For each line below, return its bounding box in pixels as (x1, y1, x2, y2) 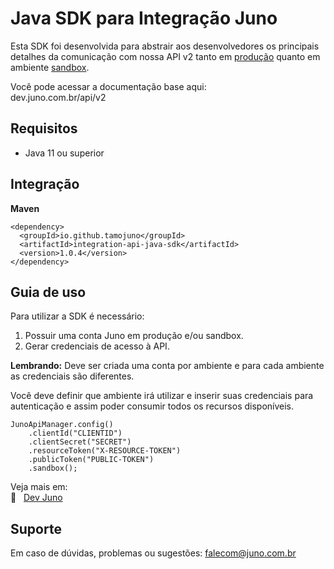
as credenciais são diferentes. (10, 370, 135, 382)
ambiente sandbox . (10, 61, 90, 73)
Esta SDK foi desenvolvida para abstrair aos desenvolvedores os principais (10, 40, 320, 52)
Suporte (10, 520, 62, 537)
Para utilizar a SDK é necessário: (10, 310, 145, 322)
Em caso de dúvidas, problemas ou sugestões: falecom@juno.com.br (10, 547, 297, 559)
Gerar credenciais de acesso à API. (24, 340, 170, 352)
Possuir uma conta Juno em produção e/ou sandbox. (24, 330, 244, 342)
